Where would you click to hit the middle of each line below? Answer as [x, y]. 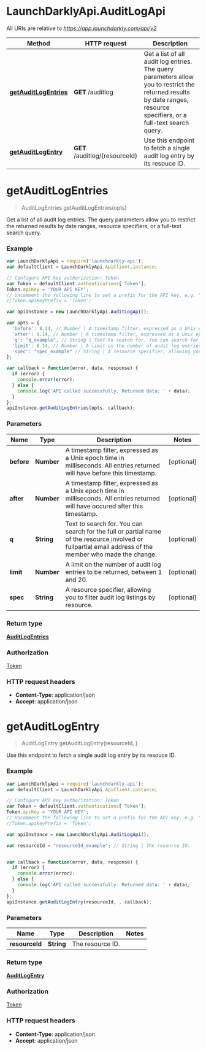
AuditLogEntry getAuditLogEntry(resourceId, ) [79, 743]
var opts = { [23, 323]
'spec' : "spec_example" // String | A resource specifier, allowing [101, 351]
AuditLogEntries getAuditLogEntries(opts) [74, 207]
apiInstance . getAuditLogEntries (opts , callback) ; [71, 408]
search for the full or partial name [113, 531]
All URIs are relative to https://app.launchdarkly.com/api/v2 [82, 28]
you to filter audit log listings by [110, 597]
